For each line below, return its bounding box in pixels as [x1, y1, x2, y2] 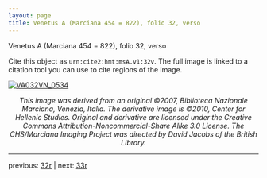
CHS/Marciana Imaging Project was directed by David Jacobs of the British [9, 129, 258, 139]
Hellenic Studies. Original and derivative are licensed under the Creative [14, 112, 253, 122]
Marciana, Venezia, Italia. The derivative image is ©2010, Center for [21, 104, 246, 114]
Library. [120, 137, 147, 147]
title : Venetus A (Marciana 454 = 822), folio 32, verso [8, 19, 201, 27]
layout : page [8, 11, 52, 20]
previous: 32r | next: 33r [8, 161, 87, 170]
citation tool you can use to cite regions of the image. [8, 64, 183, 74]
